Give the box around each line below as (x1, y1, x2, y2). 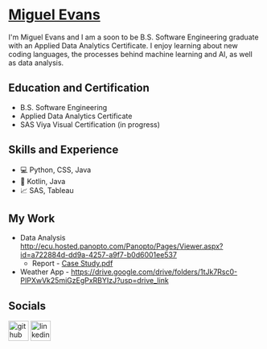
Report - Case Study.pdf (31, 259, 113, 269)
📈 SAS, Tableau (19, 185, 74, 195)
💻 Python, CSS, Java (19, 165, 92, 174)
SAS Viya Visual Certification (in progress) (19, 119, 161, 129)
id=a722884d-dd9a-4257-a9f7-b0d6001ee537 (19, 250, 177, 260)
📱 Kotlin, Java (19, 176, 66, 186)
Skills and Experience (8, 143, 119, 157)
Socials (8, 299, 47, 313)
